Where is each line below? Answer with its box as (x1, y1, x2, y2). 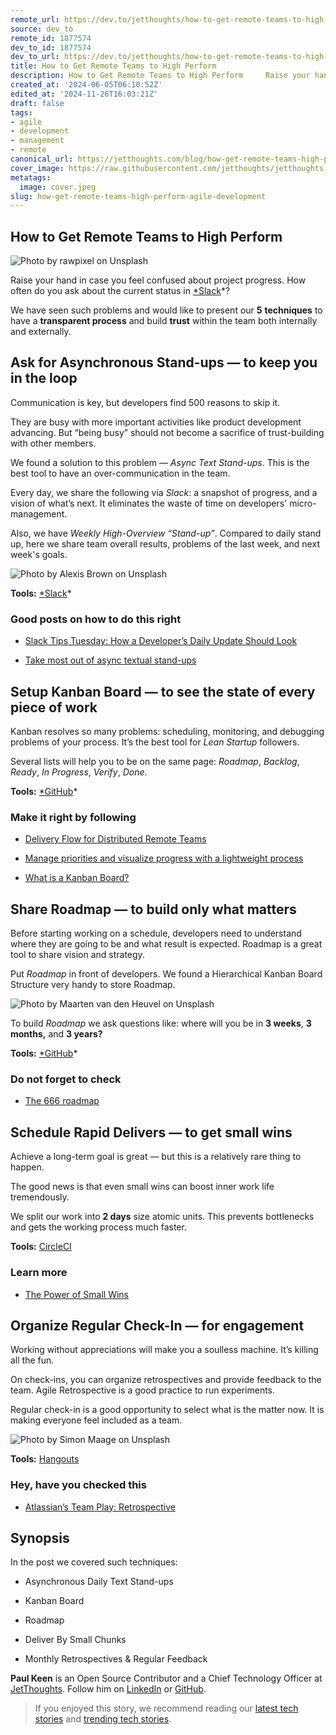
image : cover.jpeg (19, 182, 97, 192)
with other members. (10, 437, 97, 449)
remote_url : (10, 14, 60, 25)
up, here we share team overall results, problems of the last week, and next (10, 537, 320, 550)
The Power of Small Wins (24, 1288, 129, 1300)
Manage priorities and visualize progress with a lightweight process (24, 852, 304, 865)
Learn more (10, 1266, 68, 1280)
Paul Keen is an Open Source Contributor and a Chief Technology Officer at (10, 1672, 323, 1685)
